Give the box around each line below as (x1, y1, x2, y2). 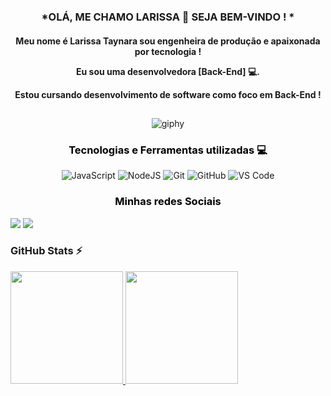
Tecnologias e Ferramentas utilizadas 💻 (68, 143, 268, 157)
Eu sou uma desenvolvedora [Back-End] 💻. (76, 65, 260, 77)
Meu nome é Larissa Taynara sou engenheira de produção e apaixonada (15, 35, 321, 47)
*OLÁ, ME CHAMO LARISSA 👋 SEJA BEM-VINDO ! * (41, 10, 295, 24)
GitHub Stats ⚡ (10, 244, 83, 258)
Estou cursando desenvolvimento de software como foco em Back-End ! (14, 88, 322, 100)
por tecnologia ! (134, 45, 202, 57)
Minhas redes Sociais (114, 195, 222, 209)
